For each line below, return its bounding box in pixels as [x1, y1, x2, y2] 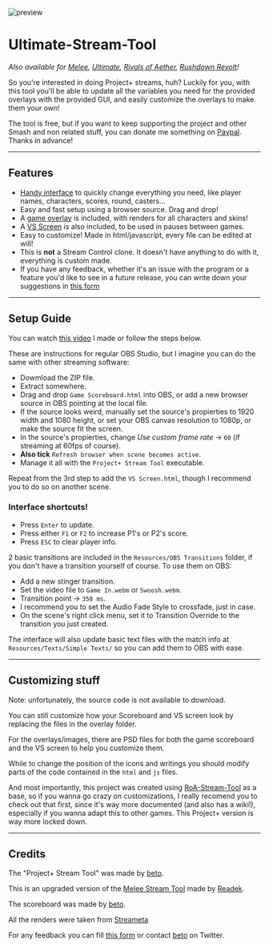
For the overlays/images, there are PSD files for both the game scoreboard [8, 734, 255, 744]
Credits [8, 847, 46, 861]
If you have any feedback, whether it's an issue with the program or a [19, 264, 250, 274]
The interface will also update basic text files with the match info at [8, 634, 230, 644]
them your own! [8, 102, 60, 112]
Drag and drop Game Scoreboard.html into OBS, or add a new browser [19, 389, 249, 400]
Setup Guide [8, 312, 72, 326]
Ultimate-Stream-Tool [8, 36, 157, 54]
